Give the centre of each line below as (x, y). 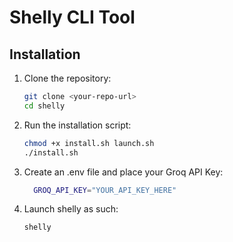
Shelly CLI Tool (72, 17)
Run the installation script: (77, 125)
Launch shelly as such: (71, 209)
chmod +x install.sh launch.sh (89, 143)
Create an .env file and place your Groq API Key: (123, 172)
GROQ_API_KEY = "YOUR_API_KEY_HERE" (105, 190)
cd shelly (44, 106)
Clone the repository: (67, 78)
